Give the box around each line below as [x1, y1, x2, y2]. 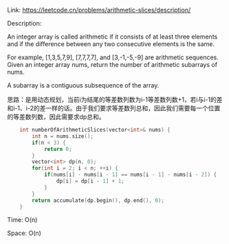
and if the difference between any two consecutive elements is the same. [7, 40, 215, 48]
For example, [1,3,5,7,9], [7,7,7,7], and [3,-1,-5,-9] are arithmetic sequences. [7, 53, 219, 61]
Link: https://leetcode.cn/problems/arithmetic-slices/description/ [7, 6, 191, 14]
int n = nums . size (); [32, 132, 94, 140]
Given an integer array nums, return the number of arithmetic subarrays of [7, 61, 218, 68]
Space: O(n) [7, 229, 41, 237]
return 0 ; [43, 145, 72, 152]
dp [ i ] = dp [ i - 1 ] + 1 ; [56, 178, 125, 185]
